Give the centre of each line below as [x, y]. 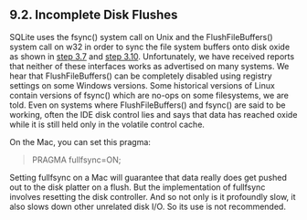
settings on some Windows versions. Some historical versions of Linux [143, 85]
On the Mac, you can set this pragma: [80, 141]
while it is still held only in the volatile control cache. [107, 124]
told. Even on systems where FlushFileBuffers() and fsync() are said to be [148, 105]
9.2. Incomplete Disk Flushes [94, 15]
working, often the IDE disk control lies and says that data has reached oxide [153, 114]
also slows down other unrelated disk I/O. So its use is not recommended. [148, 206]
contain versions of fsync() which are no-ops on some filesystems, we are [149, 95]
